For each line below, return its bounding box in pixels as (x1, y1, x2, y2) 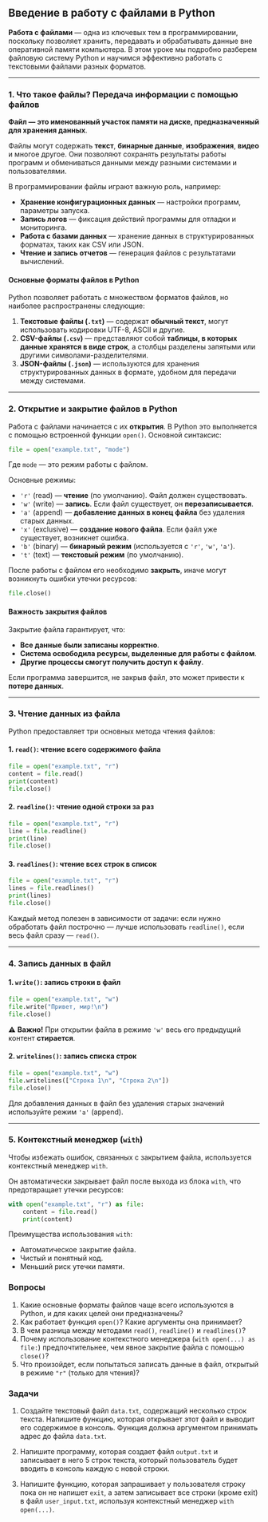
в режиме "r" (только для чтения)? (19, 1368, 140, 1378)
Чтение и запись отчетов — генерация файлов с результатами (19, 248, 237, 258)
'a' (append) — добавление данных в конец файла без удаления (19, 508, 246, 517)
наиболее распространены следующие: (8, 301, 145, 310)
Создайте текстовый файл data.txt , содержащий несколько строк (19, 1406, 247, 1416)
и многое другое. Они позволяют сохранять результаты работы (8, 149, 227, 159)
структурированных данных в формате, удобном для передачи (19, 367, 237, 378)
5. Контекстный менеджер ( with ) (8, 1134, 144, 1145)
